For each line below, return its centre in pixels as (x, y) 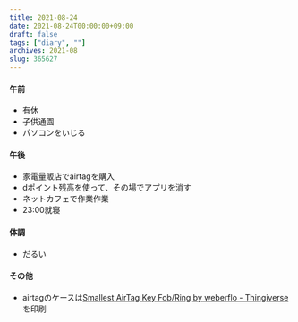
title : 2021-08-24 (43, 17)
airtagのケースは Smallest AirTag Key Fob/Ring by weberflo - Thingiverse (155, 297)
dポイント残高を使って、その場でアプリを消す (106, 188)
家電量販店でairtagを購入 (68, 176)
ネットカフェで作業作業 (65, 199)
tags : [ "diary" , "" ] (48, 42)
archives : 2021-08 (43, 51)
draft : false (34, 34)
